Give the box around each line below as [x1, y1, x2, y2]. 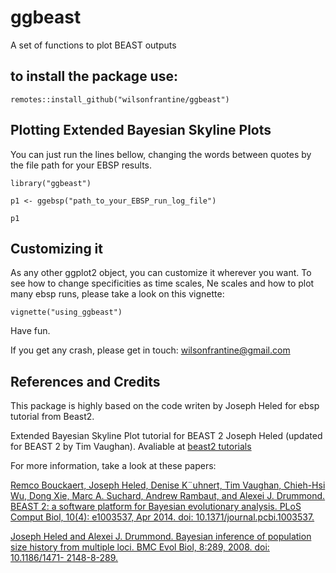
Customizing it [10, 240, 104, 257]
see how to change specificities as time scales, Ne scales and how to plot [10, 277, 315, 290]
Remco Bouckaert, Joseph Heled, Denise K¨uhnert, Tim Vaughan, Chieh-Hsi [10, 479, 326, 491]
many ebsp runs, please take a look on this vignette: [10, 288, 225, 300]
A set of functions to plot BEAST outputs [10, 39, 177, 51]
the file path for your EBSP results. [10, 159, 153, 171]
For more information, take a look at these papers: [10, 460, 217, 472]
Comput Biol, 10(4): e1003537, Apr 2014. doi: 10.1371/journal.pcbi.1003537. [10, 511, 315, 523]
